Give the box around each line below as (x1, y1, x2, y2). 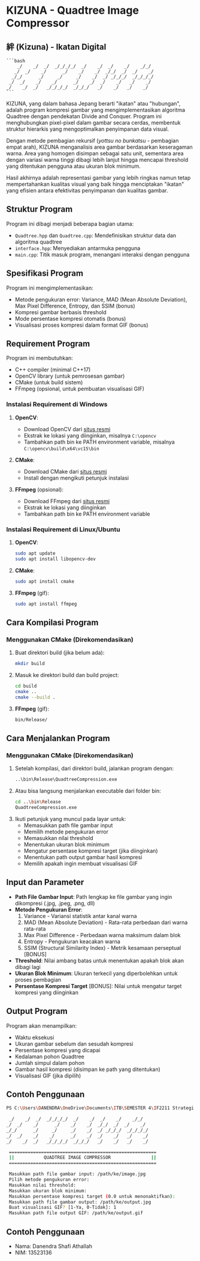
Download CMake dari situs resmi (23, 468, 107, 475)
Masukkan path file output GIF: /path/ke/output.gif (8, 1210, 144, 1216)
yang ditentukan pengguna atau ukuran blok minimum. (6, 162, 141, 170)
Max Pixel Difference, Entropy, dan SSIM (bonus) (14, 302, 135, 309)
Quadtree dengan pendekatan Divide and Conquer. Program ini (6, 113, 162, 120)
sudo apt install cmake (14, 578, 75, 585)
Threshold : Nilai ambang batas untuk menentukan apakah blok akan (14, 957, 184, 964)
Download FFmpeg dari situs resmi (23, 497, 110, 504)
